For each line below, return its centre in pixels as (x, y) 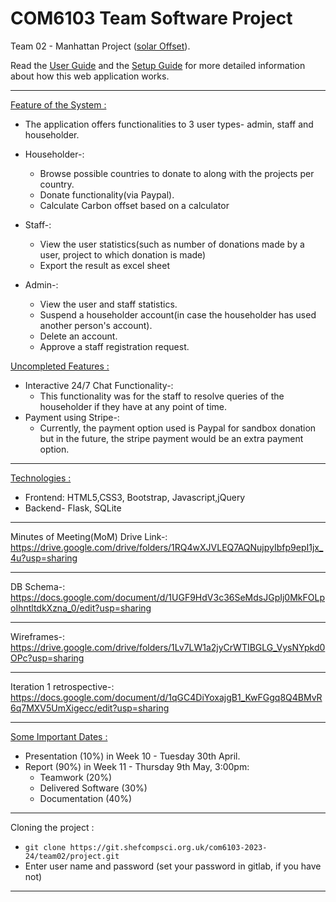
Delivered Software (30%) (93, 788)
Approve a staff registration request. (114, 346)
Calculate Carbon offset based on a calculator (134, 205)
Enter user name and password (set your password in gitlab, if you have (173, 866)
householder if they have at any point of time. (133, 406)
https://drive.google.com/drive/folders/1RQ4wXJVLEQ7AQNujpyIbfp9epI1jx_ (167, 547)
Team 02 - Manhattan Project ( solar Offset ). (100, 46)
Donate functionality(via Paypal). (107, 194)
